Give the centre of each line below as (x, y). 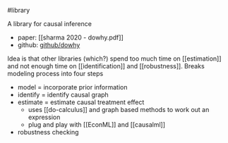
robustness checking (48, 132)
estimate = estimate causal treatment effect (81, 102)
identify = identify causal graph (63, 95)
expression (44, 117)
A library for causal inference (49, 24)
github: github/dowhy (49, 45)
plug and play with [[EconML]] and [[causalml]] (97, 125)
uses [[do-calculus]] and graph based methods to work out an (119, 110)
